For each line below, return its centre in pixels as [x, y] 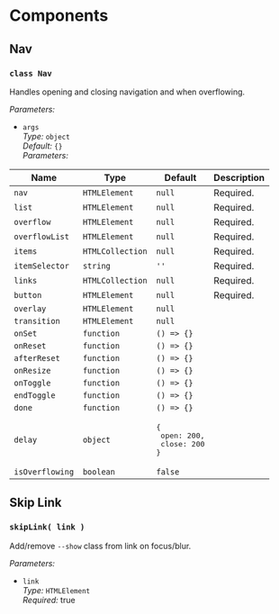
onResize [32, 370]
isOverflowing [44, 472]
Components [59, 16]
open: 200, [183, 435]
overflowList [42, 236]
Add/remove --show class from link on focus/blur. [100, 546]
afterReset [37, 358]
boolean [99, 472]
